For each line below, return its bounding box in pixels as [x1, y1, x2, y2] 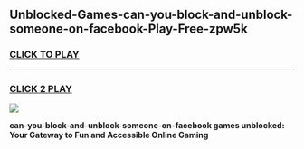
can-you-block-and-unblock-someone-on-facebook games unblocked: [9, 119, 285, 130]
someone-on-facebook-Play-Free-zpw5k [9, 22, 248, 37]
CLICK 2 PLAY [9, 82, 72, 95]
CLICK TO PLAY [9, 49, 80, 61]
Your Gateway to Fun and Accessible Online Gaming [9, 129, 209, 140]
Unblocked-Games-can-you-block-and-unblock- [9, 7, 293, 23]
